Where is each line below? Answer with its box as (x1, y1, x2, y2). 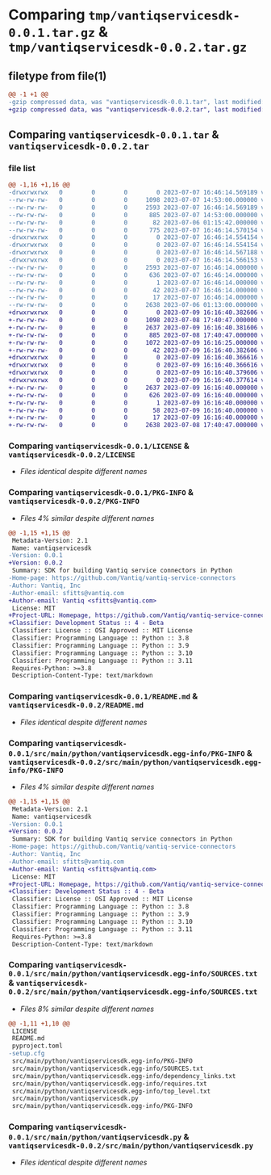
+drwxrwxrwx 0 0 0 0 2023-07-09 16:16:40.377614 (8, 376, 258, 384)
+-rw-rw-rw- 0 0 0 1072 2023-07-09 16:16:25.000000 (8, 338, 258, 346)
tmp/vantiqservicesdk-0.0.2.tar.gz (8, 40, 248, 56)
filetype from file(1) (8, 69, 107, 82)
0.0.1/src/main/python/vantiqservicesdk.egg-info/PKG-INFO (8, 749, 245, 758)
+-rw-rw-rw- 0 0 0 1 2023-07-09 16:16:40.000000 (8, 398, 258, 407)
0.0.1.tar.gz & (8, 23, 109, 41)
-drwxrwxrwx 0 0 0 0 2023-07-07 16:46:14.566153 (8, 256, 258, 264)
